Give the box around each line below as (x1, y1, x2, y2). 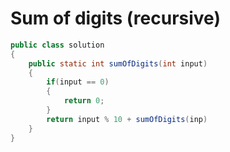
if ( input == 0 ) (46, 77, 110, 87)
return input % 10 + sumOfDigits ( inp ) (46, 114, 208, 124)
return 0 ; (63, 96, 105, 106)
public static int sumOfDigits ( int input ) (28, 58, 208, 69)
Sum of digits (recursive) (10, 7, 221, 30)
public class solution (10, 40, 105, 50)
